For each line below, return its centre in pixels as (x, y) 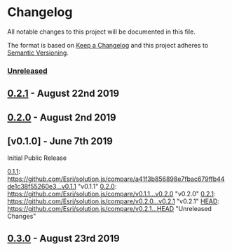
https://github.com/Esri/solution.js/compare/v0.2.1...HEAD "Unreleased (110, 209)
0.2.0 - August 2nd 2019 (62, 117)
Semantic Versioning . (38, 53)
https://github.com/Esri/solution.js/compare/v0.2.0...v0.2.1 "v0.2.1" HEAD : (113, 201)
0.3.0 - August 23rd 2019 (64, 238)
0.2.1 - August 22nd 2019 (63, 94)
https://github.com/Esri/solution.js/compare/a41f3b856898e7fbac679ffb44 (116, 179)
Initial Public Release (37, 158)
